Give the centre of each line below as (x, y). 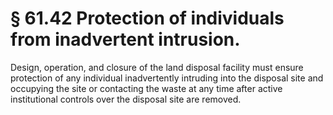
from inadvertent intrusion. (125, 39)
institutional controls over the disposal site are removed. (126, 99)
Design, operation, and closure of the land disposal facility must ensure (157, 67)
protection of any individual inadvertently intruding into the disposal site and (167, 78)
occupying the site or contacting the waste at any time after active (146, 88)
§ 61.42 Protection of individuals (147, 18)
